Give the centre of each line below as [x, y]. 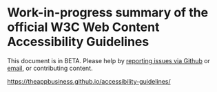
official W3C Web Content [83, 27]
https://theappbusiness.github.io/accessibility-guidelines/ [89, 81]
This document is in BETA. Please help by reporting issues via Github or [108, 60]
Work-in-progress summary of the [108, 13]
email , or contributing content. [50, 68]
